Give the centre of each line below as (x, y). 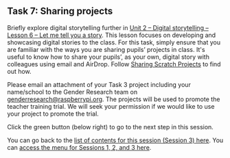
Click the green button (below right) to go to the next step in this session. (111, 127)
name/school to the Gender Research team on (72, 92)
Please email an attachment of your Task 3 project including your (99, 84)
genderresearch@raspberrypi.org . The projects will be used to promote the (114, 99)
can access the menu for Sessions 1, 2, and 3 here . (79, 147)
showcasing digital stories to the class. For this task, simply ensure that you (114, 42)
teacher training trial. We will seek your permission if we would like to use (111, 106)
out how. (20, 71)
